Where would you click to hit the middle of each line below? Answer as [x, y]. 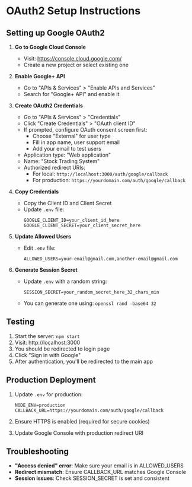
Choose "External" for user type [71, 136]
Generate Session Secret [46, 270]
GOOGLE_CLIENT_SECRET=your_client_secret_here [82, 225]
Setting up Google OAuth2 [55, 33]
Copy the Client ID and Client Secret [68, 203]
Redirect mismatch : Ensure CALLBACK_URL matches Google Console [100, 472]
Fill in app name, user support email [76, 142]
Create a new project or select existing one [76, 65]
